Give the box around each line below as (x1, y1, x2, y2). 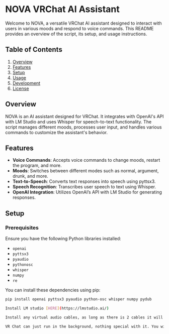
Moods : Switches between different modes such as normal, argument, (12, 168, 159, 174)
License (12, 85, 29, 91)
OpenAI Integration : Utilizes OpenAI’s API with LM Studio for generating (12, 189, 162, 195)
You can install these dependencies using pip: (5, 287, 101, 293)
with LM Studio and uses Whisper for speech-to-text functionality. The (5, 119, 152, 125)
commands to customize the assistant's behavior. (5, 129, 108, 135)
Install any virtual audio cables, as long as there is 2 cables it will (5, 315, 163, 320)
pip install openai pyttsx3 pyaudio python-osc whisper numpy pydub (5, 297, 152, 302)
